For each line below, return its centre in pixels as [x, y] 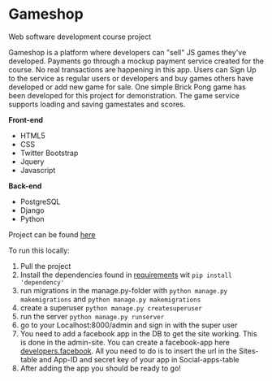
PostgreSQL [40, 201]
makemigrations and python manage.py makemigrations [110, 299]
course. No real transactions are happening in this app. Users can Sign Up [133, 69]
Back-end [25, 186]
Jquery [32, 161]
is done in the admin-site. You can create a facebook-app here [125, 342]
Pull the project [45, 266]
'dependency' [42, 282]
